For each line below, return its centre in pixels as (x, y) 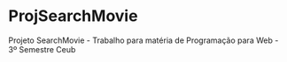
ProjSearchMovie (73, 16)
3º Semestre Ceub (42, 49)
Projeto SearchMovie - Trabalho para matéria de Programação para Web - (143, 40)
